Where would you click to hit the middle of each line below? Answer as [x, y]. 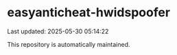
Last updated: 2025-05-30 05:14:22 [58, 31]
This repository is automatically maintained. [69, 44]
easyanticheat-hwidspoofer [88, 13]
